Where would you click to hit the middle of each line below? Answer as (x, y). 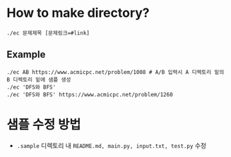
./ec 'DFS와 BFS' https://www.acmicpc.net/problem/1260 (90, 94)
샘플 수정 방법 (44, 124)
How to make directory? (78, 13)
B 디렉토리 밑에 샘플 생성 (39, 80)
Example (26, 55)
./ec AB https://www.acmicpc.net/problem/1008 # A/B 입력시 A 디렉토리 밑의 (115, 72)
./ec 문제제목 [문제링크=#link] (48, 33)
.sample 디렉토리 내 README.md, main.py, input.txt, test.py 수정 (111, 145)
